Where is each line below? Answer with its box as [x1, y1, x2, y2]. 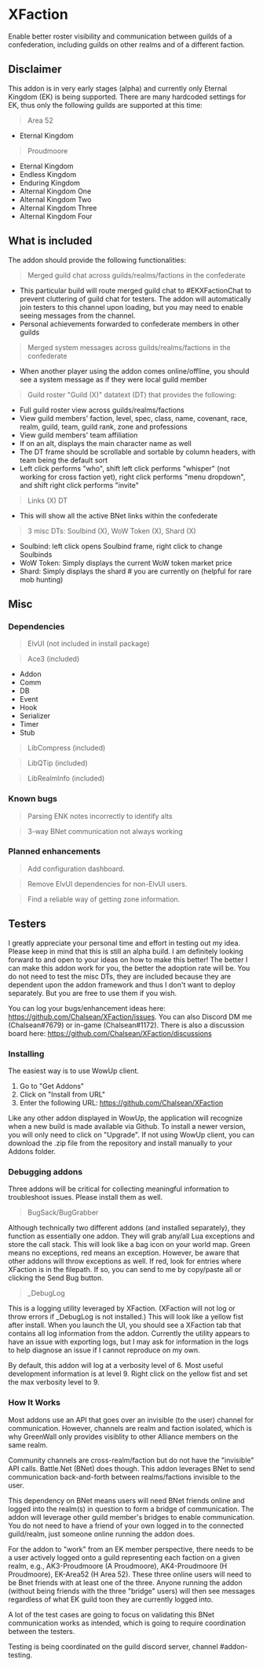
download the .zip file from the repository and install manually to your [8, 1138, 233, 1148]
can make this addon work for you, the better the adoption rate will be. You [8, 963, 250, 972]
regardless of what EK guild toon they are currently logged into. [8, 1595, 214, 1604]
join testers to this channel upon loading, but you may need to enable [19, 302, 243, 312]
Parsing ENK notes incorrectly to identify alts [27, 811, 173, 821]
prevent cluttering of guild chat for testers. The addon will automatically [19, 293, 251, 304]
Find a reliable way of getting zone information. [27, 894, 181, 904]
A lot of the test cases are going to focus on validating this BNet [8, 1610, 214, 1619]
